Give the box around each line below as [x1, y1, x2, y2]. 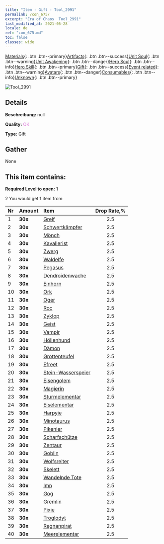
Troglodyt [43, 515, 66, 522]
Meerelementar [43, 531, 80, 538]
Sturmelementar [43, 393, 81, 400]
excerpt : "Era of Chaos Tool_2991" [5, 16, 81, 21]
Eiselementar [43, 401, 74, 408]
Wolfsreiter [43, 458, 69, 465]
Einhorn [43, 280, 62, 287]
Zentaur [43, 442, 62, 449]
